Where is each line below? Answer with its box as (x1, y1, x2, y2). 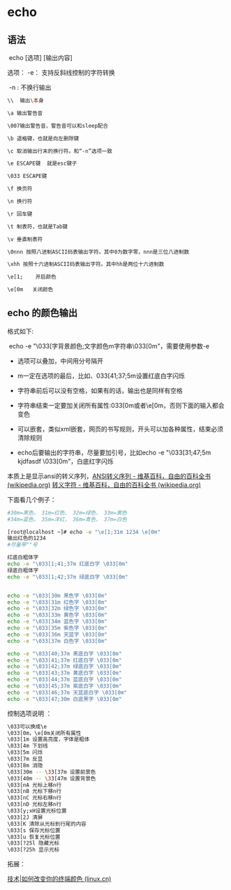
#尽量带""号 (7, 542, 38, 549)
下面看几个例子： (7, 495, 57, 503)
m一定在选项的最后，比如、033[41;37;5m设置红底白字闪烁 (17, 371, 185, 380)
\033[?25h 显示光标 (7, 846, 60, 854)
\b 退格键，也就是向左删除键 (7, 135, 80, 142)
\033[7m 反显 (7, 755, 43, 763)
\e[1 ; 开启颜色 (7, 274, 57, 281)
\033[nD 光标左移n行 (7, 801, 61, 808)
